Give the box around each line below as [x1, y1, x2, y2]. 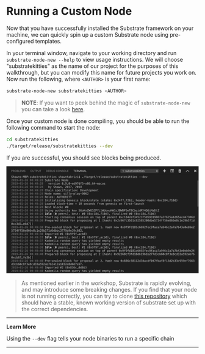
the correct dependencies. [21, 306, 88, 313]
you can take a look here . [21, 105, 85, 112]
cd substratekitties [6, 136, 59, 142]
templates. [35, 37, 62, 45]
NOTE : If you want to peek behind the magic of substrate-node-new [21, 99, 190, 106]
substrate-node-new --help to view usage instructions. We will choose [6, 56, 184, 63]
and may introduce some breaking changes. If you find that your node [21, 286, 197, 293]
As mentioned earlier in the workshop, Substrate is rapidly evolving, [21, 279, 192, 287]
